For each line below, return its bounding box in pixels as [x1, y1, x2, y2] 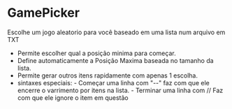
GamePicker [7, 5, 80, 21]
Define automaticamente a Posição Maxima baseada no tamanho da [17, 56, 215, 64]
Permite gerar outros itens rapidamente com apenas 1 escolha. [17, 71, 198, 80]
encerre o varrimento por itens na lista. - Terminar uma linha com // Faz [17, 86, 224, 94]
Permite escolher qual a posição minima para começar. [17, 49, 176, 57]
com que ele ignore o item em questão [17, 93, 129, 102]
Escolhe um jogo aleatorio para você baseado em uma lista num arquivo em [7, 28, 226, 36]
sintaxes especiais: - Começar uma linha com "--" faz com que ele [17, 78, 210, 87]
